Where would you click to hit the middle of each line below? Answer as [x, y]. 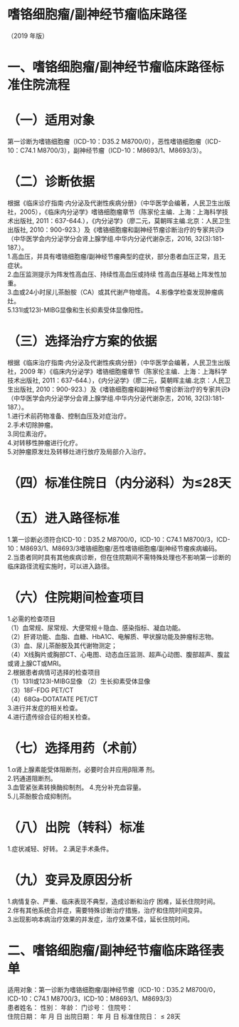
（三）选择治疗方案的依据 [83, 341]
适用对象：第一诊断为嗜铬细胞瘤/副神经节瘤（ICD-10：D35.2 [96, 989]
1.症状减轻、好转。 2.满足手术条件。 [60, 849]
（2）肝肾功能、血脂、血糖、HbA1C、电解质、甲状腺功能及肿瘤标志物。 [113, 637]
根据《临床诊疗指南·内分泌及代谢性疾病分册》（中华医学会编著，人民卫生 [113, 203]
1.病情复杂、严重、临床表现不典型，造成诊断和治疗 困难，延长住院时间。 [113, 901]
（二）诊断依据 [51, 182]
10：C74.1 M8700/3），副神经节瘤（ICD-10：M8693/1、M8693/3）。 [107, 150]
